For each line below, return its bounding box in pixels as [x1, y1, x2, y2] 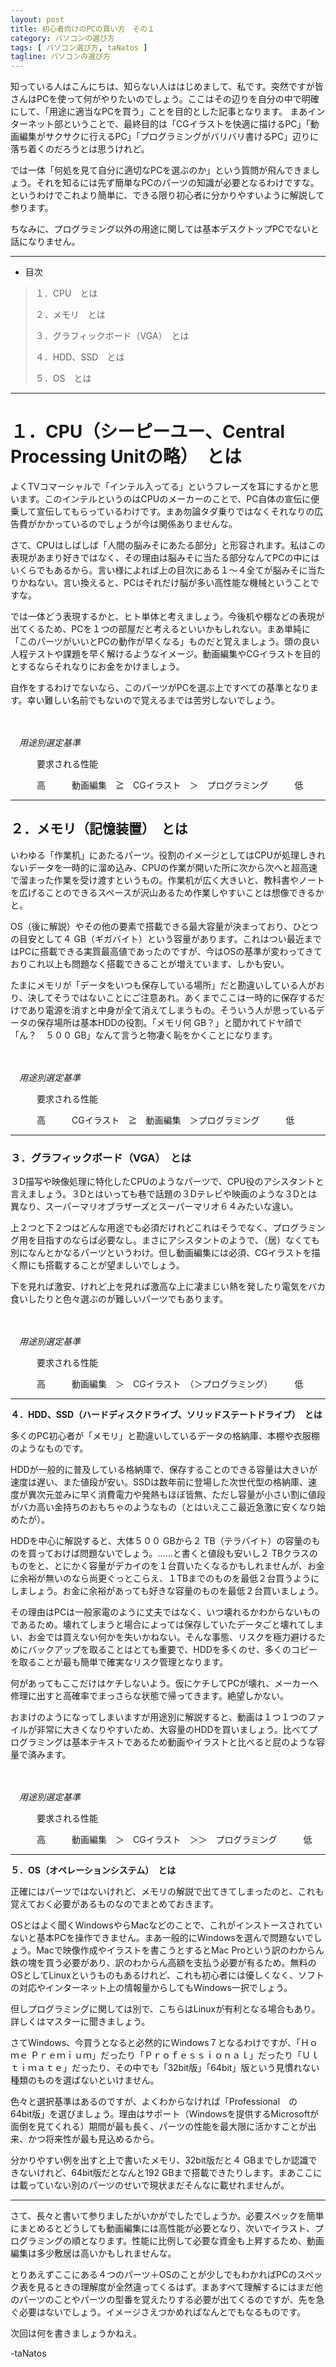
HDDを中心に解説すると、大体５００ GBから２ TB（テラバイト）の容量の [10, 1535, 312, 1547]
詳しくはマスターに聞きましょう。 [10, 2016, 151, 2028]
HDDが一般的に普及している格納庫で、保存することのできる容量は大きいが [10, 1464, 318, 1476]
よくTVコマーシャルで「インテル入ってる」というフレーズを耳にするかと [10, 481, 310, 493]
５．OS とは [34, 372, 92, 385]
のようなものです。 [10, 1442, 89, 1455]
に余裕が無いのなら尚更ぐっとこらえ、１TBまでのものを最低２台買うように [10, 1572, 320, 1585]
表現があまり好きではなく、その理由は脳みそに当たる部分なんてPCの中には [10, 552, 320, 564]
